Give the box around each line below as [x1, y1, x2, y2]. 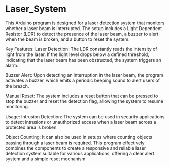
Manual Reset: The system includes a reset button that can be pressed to [5, 93, 158, 99]
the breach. [5, 82, 29, 89]
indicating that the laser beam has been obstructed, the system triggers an [5, 57, 161, 63]
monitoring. [5, 103, 29, 109]
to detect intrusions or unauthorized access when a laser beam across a [5, 119, 156, 125]
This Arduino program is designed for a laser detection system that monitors [5, 20, 165, 26]
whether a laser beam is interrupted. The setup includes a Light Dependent [5, 25, 162, 31]
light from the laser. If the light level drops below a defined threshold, [5, 51, 150, 58]
